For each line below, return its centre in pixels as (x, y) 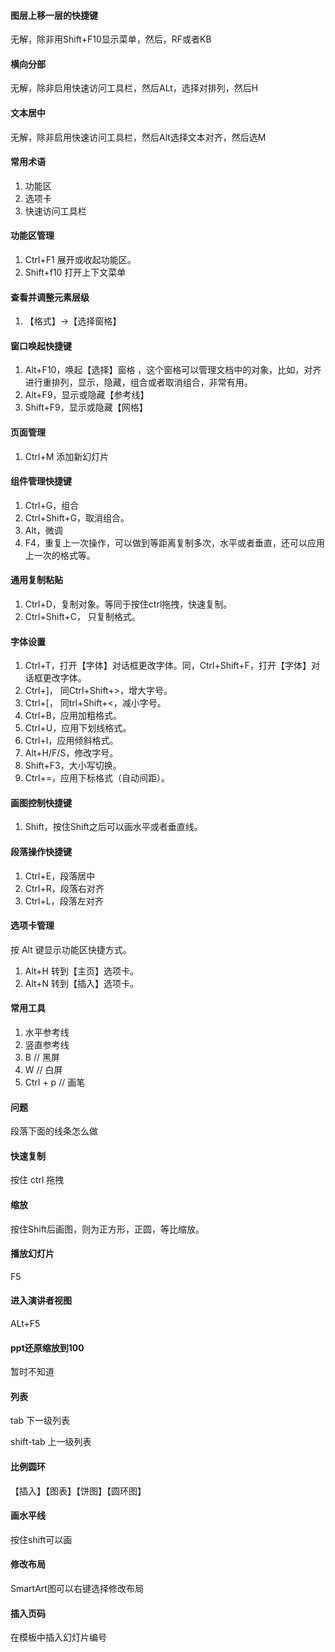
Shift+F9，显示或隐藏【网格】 (86, 407)
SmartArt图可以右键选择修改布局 (77, 1589)
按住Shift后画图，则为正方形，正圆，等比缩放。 (107, 1229)
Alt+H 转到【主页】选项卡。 (81, 971)
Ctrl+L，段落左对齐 (64, 901)
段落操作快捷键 (41, 852)
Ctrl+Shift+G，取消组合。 (77, 517)
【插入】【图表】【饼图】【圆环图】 (78, 1491)
